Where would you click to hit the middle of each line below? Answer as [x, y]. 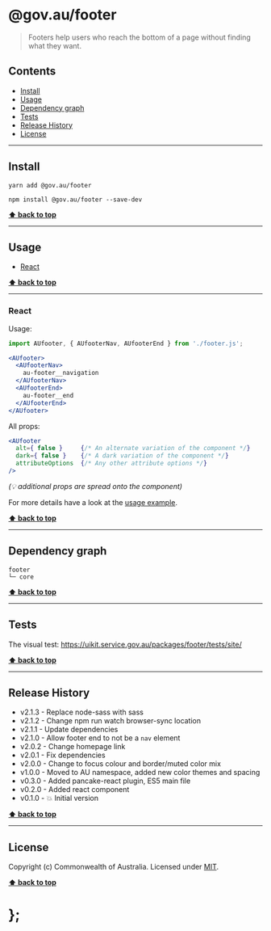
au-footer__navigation [61, 373]
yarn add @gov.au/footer [50, 185]
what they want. [55, 45]
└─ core [21, 577]
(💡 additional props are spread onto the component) [96, 486]
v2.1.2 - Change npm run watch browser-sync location [110, 721]
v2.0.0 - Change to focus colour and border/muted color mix [121, 764]
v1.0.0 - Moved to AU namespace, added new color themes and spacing [140, 773]
